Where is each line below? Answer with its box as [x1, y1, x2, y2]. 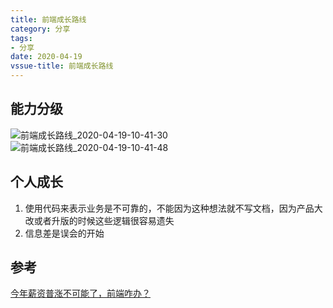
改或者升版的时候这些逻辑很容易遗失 [24, 214, 175, 226]
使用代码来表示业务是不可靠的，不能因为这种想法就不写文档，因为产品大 [24, 202, 323, 214]
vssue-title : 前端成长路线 [10, 61, 114, 71]
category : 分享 [10, 24, 71, 34]
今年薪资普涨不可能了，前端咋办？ [10, 287, 151, 300]
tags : [10, 33, 33, 43]
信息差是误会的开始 [24, 227, 105, 239]
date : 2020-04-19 [10, 52, 83, 62]
